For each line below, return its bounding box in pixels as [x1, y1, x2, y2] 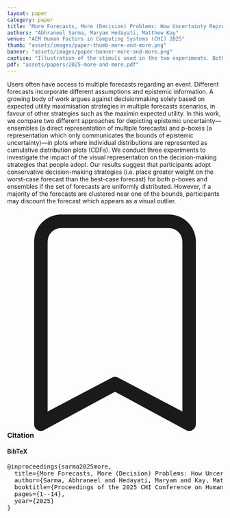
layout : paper [7, 10, 48, 17]
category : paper [7, 16, 53, 23]
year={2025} [14, 497, 55, 505]
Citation [7, 430, 34, 440]
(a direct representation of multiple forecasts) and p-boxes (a [39, 124, 212, 132]
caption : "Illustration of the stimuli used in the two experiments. [7, 55, 210, 62]
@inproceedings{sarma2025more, [7, 462, 112, 471]
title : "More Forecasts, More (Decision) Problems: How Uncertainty [7, 23, 207, 30]
